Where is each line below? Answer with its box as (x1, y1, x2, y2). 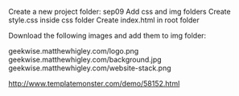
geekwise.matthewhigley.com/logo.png (8, 46, 139, 55)
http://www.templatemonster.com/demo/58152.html (8, 79, 180, 88)
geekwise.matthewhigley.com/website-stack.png (8, 63, 171, 73)
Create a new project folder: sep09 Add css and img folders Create (8, 7, 231, 16)
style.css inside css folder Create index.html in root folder (8, 15, 200, 25)
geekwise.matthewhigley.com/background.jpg (8, 55, 163, 64)
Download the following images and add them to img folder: (8, 31, 207, 40)
